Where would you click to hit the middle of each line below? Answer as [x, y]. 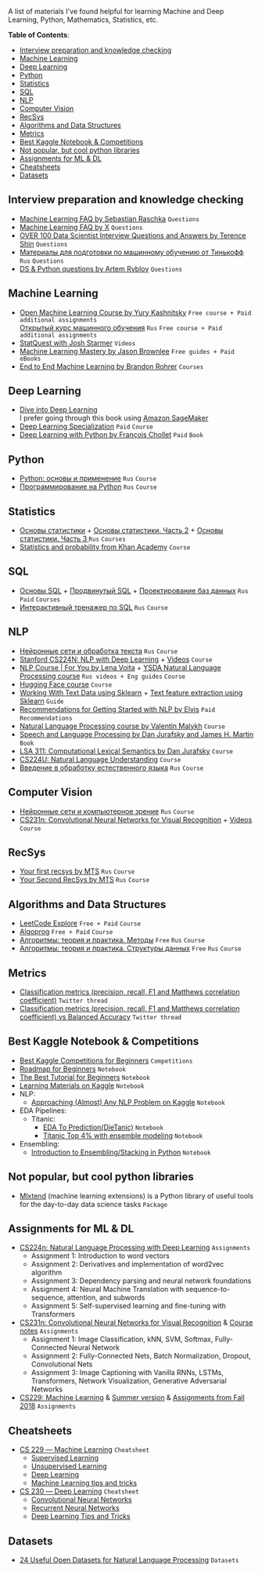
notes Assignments [49, 1331]
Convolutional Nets [62, 1364]
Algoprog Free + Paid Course [66, 932]
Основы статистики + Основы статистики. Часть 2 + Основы [121, 531]
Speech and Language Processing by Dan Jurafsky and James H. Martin [136, 734]
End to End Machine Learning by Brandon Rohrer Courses [111, 366]
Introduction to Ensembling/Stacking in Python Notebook [121, 1152]
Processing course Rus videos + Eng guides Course [102, 676]
